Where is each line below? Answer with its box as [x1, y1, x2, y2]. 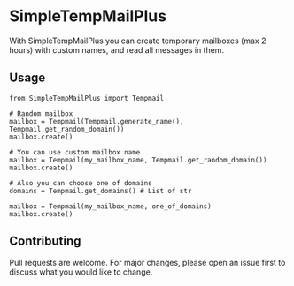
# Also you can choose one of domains [9, 178, 152, 187]
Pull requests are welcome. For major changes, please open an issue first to [9, 257, 286, 267]
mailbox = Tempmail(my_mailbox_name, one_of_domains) [9, 201, 213, 211]
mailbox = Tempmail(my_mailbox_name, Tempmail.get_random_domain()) [9, 155, 267, 164]
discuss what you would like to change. [9, 267, 153, 277]
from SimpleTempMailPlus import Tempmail [9, 94, 165, 102]
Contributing [9, 234, 81, 249]
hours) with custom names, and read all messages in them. [9, 44, 224, 55]
